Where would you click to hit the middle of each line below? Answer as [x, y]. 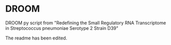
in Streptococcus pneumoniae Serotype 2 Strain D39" [62, 28]
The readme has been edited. [36, 38]
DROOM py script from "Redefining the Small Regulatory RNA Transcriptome [86, 23]
